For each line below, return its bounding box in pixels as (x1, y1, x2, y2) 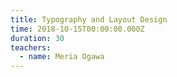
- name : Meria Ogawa (19, 52, 105, 62)
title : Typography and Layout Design (10, 14, 168, 25)
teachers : (10, 42, 52, 53)
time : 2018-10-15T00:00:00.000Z (10, 24, 145, 34)
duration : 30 (10, 33, 65, 43)
